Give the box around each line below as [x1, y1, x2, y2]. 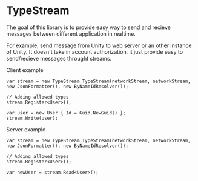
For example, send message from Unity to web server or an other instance [6, 42, 192, 49]
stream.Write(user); [6, 115, 59, 121]
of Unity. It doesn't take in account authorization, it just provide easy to [6, 48, 183, 55]
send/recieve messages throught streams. [6, 54, 112, 62]
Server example [6, 125, 46, 133]
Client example [6, 66, 44, 73]
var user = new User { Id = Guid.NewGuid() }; [6, 110, 126, 116]
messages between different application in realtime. [6, 30, 136, 37]
